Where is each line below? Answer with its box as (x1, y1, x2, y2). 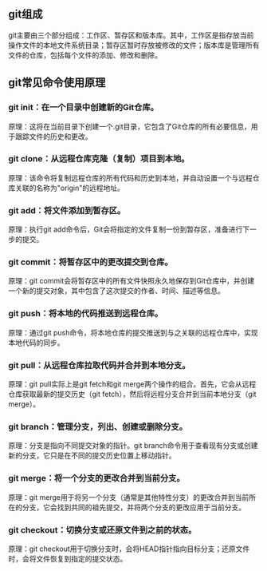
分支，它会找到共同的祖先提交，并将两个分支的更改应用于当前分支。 (22, 502, 245, 512)
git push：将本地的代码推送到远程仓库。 (8, 308, 163, 319)
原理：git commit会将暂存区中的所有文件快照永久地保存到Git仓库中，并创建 (8, 276, 255, 286)
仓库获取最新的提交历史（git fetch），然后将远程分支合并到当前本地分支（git (8, 389, 257, 399)
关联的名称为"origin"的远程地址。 (14, 183, 125, 192)
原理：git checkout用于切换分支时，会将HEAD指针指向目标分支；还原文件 (8, 544, 250, 553)
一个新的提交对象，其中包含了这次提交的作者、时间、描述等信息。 (8, 286, 225, 295)
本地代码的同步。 (8, 338, 65, 347)
